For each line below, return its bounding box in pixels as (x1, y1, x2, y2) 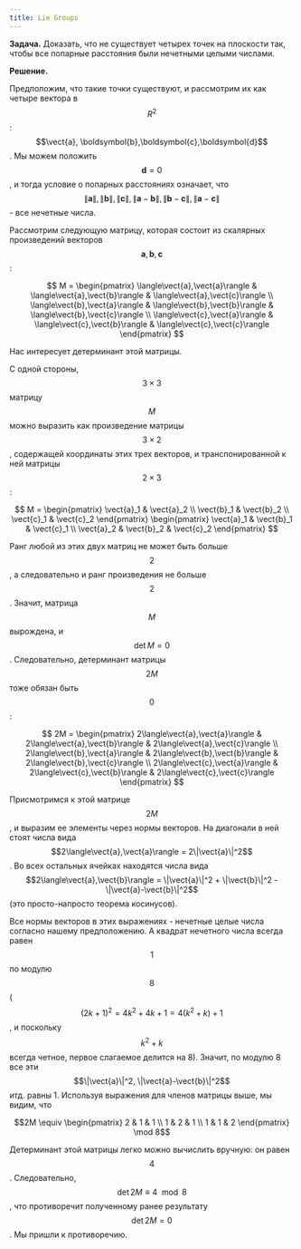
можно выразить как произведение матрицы (9, 421, 184, 431)
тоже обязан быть (9, 683, 80, 693)
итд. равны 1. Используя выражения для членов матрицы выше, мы (9, 1089, 273, 1100)
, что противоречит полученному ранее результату (9, 1200, 208, 1211)
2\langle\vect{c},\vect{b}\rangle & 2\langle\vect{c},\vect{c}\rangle (29, 767, 275, 778)
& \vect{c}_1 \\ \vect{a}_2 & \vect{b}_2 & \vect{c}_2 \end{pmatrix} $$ (25, 523, 278, 535)
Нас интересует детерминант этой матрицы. (9, 346, 183, 357)
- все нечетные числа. (9, 208, 97, 218)
